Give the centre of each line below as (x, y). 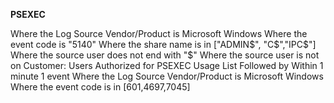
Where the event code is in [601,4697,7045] (100, 87)
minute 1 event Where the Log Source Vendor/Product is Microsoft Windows (167, 76)
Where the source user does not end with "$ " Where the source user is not (165, 55)
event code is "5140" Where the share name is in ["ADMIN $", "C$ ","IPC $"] (163, 44)
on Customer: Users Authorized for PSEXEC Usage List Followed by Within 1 (167, 65)
